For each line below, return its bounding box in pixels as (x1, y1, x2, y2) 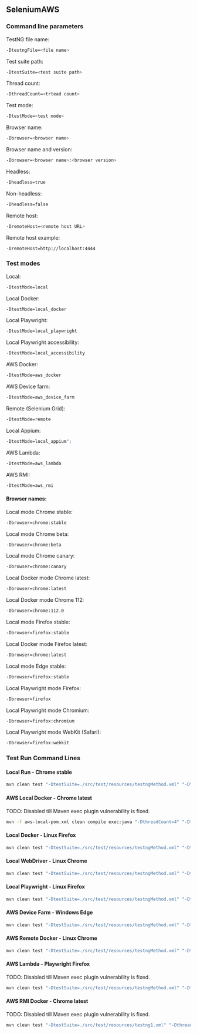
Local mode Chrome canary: (6, 552, 75, 559)
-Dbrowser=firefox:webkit (6, 740, 69, 746)
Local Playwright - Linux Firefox (6, 883, 85, 890)
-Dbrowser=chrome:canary (6, 564, 67, 570)
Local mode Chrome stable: (6, 508, 73, 515)
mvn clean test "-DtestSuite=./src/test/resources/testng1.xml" (6, 1022, 167, 1028)
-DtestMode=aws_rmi (6, 482, 54, 488)
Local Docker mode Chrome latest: (6, 574, 90, 582)
